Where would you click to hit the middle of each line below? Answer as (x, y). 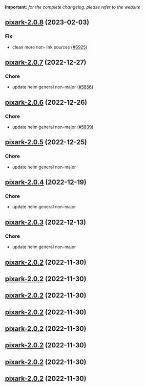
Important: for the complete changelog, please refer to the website (73, 7)
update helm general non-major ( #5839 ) (53, 127)
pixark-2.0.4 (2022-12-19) (46, 182)
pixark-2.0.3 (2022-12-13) (46, 222)
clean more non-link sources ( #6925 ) (50, 47)
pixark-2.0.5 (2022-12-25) (46, 142)
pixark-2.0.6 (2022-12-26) (46, 102)
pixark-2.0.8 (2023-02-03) (47, 22)
